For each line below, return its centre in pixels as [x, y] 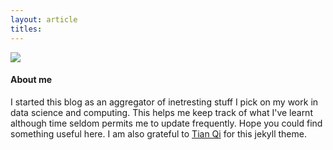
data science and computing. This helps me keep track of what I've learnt [161, 112]
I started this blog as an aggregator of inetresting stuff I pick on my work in [164, 102]
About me [31, 80]
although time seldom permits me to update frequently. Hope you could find [166, 123]
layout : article [44, 19]
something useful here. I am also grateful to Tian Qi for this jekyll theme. [158, 133]
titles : [26, 29]
